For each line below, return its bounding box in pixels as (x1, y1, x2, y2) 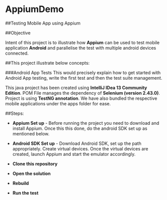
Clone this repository (12, 160, 58, 166)
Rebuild (12, 180, 29, 186)
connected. (5, 50, 29, 56)
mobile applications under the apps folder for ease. (5, 100, 111, 106)
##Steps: (5, 110, 24, 116)
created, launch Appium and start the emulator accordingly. (12, 151, 136, 157)
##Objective (5, 30, 31, 36)
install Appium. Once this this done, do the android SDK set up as (12, 125, 147, 131)
